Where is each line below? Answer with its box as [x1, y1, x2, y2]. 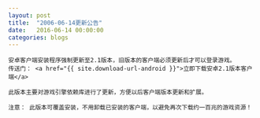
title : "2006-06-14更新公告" [8, 19, 102, 27]
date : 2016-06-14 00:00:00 [8, 26, 104, 34]
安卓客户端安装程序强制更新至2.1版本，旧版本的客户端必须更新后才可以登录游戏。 [8, 57, 236, 65]
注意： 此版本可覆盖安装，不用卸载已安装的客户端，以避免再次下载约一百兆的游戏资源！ [8, 104, 252, 112]
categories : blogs [8, 33, 69, 42]
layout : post [8, 11, 51, 20]
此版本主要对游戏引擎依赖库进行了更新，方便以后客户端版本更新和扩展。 [8, 88, 208, 97]
